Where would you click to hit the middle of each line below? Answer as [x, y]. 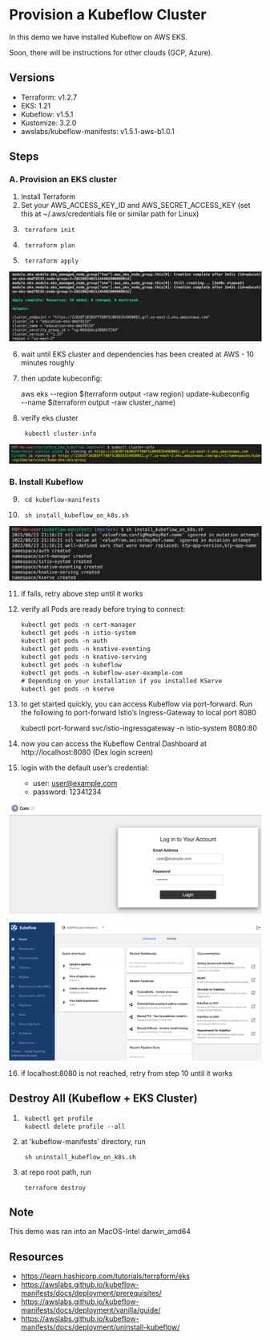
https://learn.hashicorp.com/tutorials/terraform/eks [105, 1276]
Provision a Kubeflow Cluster [108, 15]
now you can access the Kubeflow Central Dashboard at [114, 743]
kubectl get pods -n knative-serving [84, 657]
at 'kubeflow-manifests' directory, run [83, 1141]
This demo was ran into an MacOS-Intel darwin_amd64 [100, 1232]
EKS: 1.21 [36, 105]
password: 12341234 [67, 792]
